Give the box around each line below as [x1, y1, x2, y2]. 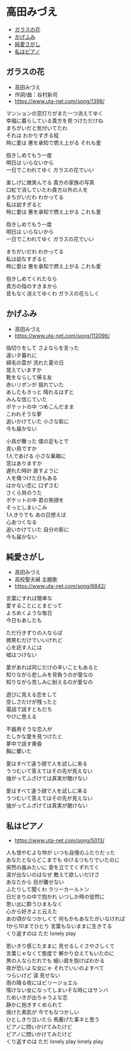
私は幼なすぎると [6, 255, 47, 262]
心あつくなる [6, 518, 37, 525]
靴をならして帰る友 [6, 373, 53, 381]
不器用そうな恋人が [6, 726, 53, 733]
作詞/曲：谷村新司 [14, 91, 58, 98]
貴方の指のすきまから [6, 282, 57, 289]
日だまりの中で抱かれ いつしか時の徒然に [6, 893, 105, 900]
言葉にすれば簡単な [6, 595, 53, 602]
